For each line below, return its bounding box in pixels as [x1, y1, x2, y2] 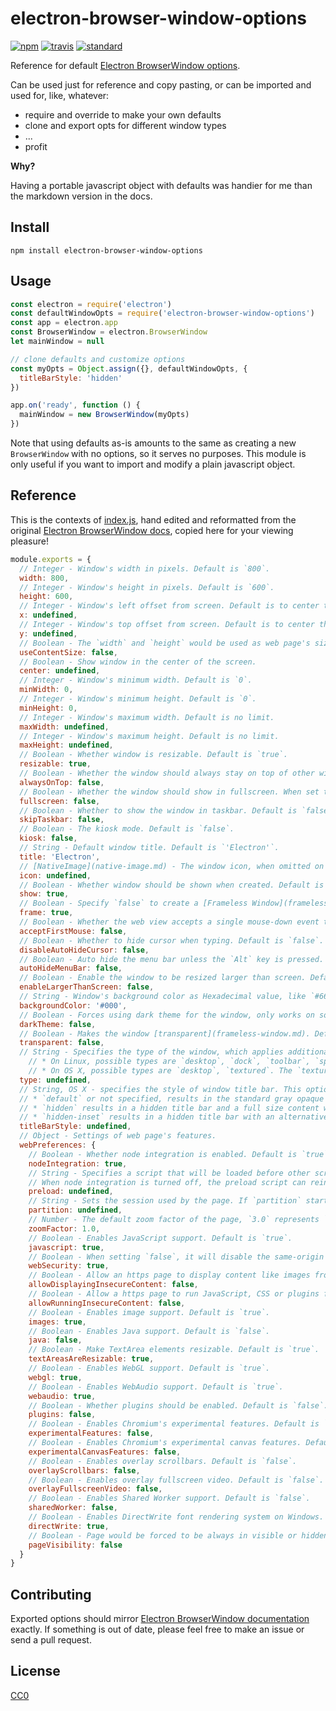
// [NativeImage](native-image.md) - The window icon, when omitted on [19, 861, 325, 871]
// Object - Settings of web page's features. [19, 1131, 217, 1141]
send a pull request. [10, 1634, 92, 1646]
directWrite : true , [28, 1521, 110, 1531]
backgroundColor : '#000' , [19, 1000, 128, 1011]
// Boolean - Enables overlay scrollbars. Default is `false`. [28, 1456, 298, 1466]
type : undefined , [19, 1075, 92, 1085]
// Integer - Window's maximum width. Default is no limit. [19, 712, 275, 722]
